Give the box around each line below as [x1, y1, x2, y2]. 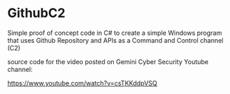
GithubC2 [7, 5, 66, 21]
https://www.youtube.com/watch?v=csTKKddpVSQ [7, 78, 158, 87]
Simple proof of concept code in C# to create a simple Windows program [7, 28, 222, 37]
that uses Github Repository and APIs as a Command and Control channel [7, 36, 224, 44]
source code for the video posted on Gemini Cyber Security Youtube [7, 57, 209, 66]
